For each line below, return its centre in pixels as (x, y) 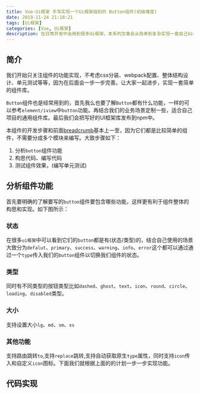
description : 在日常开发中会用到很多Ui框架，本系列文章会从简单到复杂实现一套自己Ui (100, 34)
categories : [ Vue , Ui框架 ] (39, 28)
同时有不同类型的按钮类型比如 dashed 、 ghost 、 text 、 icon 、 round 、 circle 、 (98, 286)
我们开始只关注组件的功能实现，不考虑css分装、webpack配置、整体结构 (95, 75)
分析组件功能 (30, 186)
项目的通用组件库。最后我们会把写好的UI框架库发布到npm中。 (82, 118)
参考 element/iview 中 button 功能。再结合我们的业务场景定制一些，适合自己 (102, 110)
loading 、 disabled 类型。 (37, 294)
